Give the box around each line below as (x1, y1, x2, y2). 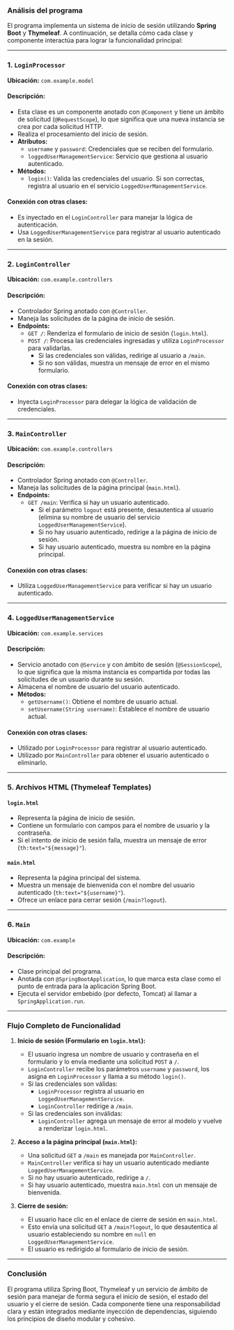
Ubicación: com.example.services (7, 628, 104, 637)
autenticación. (17, 220, 58, 229)
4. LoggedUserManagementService (7, 613, 115, 623)
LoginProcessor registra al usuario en (38, 1087, 145, 1096)
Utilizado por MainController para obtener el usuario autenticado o (17, 751, 210, 760)
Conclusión (7, 1269, 47, 1278)
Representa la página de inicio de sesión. (17, 814, 136, 822)
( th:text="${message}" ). (17, 843, 87, 852)
